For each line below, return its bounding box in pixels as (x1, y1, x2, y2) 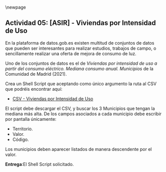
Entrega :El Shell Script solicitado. (5, 161, 74, 167)
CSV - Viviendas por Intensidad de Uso (12, 95, 93, 102)
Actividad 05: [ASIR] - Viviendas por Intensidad (5, 19, 156, 27)
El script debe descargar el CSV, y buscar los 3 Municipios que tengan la (5, 105, 155, 111)
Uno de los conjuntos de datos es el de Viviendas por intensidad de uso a (5, 60, 157, 66)
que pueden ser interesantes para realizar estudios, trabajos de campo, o (5, 45, 156, 51)
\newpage (5, 5, 26, 10)
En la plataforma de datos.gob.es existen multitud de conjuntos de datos (5, 40, 154, 46)
